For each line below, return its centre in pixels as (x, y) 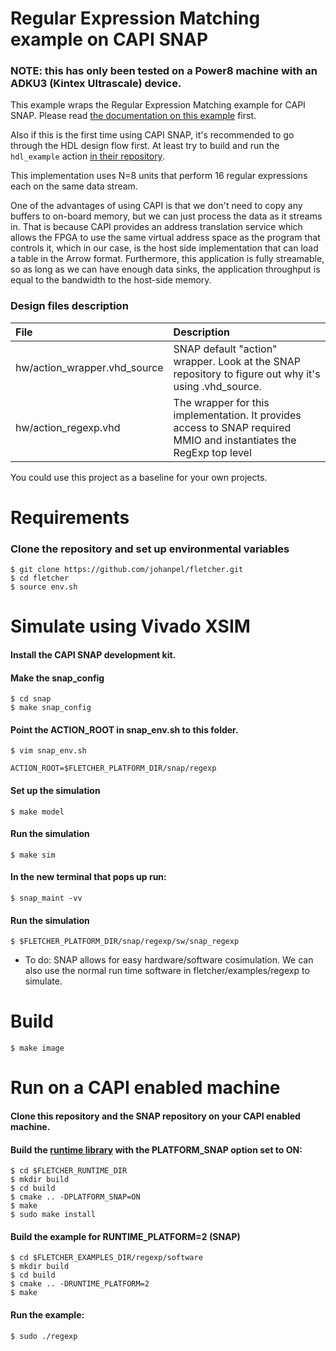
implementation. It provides (237, 415)
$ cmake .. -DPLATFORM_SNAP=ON (75, 1197)
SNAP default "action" (225, 349)
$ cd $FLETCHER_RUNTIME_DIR (69, 1171)
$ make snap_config (51, 708)
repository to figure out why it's (247, 374)
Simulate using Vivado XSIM (130, 626)
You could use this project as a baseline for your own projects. (139, 477)
